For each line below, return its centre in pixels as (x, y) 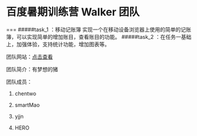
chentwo (25, 93)
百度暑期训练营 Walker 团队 (73, 12)
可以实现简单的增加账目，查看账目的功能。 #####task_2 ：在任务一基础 (104, 37)
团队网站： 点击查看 (30, 57)
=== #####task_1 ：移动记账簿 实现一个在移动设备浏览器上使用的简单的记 (96, 29)
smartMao (27, 105)
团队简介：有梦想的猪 (32, 69)
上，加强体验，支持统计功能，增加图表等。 (58, 44)
